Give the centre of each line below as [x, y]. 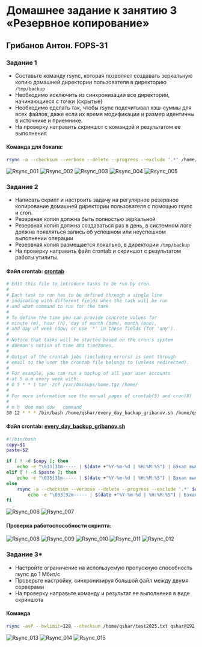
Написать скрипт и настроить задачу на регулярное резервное [97, 200]
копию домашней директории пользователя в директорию [91, 82]
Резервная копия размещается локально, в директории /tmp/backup [103, 245]
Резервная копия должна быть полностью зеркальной [85, 219]
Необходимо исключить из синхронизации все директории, [92, 94]
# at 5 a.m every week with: [43, 379]
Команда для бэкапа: [35, 147]
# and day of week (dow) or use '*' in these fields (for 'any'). [91, 329]
